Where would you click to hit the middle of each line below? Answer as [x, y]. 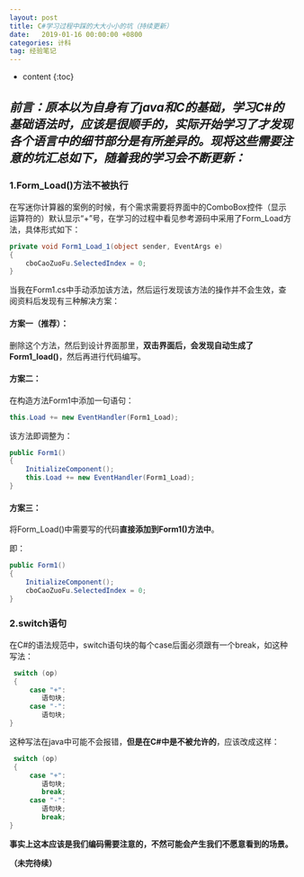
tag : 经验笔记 [33, 51]
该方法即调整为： [41, 435]
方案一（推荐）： [39, 323]
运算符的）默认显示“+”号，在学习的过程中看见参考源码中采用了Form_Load [147, 218]
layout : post [34, 18]
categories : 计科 [40, 43]
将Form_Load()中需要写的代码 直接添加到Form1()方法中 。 [114, 529]
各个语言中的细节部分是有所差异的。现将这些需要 [145, 141]
